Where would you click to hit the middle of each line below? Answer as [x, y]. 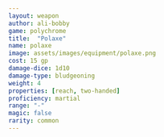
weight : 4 [25, 83]
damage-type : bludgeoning [51, 76]
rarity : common [34, 121]
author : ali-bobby [39, 23]
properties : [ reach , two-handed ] [64, 91]
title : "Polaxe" [37, 38]
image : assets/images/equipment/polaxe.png [82, 53]
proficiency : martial [45, 98]
